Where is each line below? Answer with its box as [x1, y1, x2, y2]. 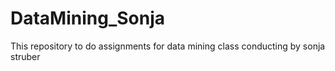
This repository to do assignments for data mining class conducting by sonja [10, 40, 326, 52]
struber [10, 50, 41, 62]
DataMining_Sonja [10, 7, 166, 30]
